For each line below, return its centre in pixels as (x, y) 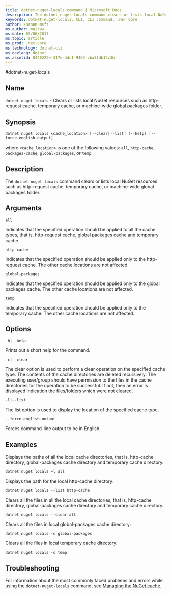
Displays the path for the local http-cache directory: (60, 481)
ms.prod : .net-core (26, 43)
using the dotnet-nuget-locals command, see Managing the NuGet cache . (83, 586)
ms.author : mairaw (25, 29)
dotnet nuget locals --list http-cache (48, 491)
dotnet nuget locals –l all (35, 472)
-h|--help (16, 341)
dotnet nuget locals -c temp (36, 553)
